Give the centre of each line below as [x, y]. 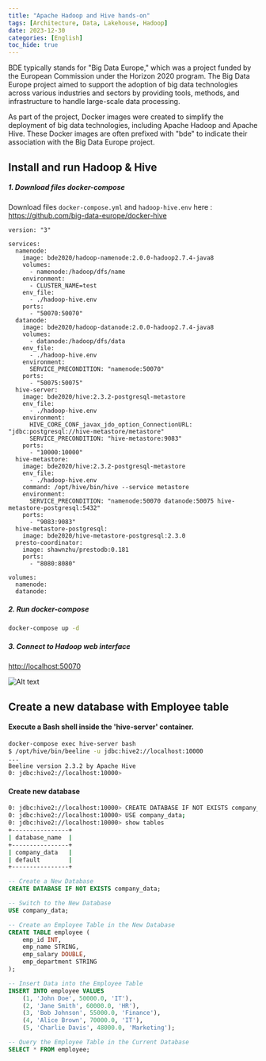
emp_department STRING [60, 962]
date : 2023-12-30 [37, 30]
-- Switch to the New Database [60, 903]
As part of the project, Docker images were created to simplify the [116, 117]
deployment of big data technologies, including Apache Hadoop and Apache [133, 125]
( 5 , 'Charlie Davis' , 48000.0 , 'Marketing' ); [99, 1028]
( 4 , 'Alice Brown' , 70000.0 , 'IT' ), [83, 1020]
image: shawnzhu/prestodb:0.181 [76, 550]
